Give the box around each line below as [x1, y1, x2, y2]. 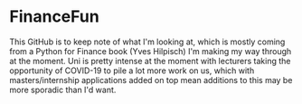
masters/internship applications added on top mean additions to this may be [9, 74, 293, 85]
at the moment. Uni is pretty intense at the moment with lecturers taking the [9, 55, 291, 66]
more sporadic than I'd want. [9, 84, 117, 95]
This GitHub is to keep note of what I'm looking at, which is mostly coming [9, 36, 286, 47]
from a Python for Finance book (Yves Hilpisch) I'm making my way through [9, 45, 292, 56]
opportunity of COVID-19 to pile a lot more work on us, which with [9, 65, 255, 76]
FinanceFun [9, 6, 99, 27]
